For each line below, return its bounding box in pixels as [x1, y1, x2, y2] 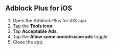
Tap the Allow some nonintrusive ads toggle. [12, 33, 109, 39]
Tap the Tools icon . [12, 23, 54, 29]
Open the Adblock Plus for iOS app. [12, 17, 88, 23]
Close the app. [12, 39, 44, 45]
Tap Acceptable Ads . [12, 28, 58, 34]
